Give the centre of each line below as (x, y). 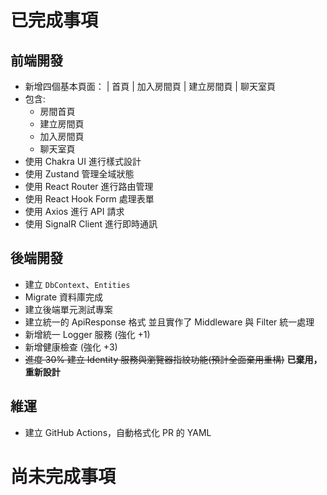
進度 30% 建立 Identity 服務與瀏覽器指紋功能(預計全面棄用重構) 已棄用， (173, 359)
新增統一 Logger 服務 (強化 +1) (87, 334)
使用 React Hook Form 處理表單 (89, 199)
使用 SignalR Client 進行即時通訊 (91, 224)
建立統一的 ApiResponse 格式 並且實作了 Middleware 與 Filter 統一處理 (169, 322)
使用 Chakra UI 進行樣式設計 (83, 161)
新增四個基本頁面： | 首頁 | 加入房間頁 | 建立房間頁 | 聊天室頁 (150, 86)
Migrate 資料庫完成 (64, 297)
